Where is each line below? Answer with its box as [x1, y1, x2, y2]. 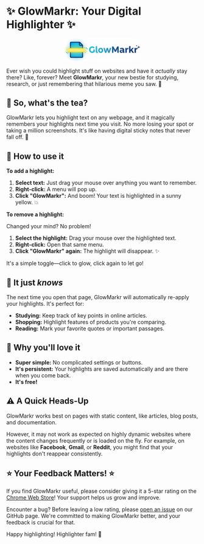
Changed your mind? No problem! [6, 223, 91, 230]
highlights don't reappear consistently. [6, 450, 103, 457]
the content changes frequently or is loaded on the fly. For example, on [6, 437, 185, 444]
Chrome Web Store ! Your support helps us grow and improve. [6, 494, 161, 501]
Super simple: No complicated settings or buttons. [15, 358, 143, 366]
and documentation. [6, 418, 57, 426]
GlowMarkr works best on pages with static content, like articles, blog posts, [6, 412, 199, 419]
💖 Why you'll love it [6, 343, 80, 353]
